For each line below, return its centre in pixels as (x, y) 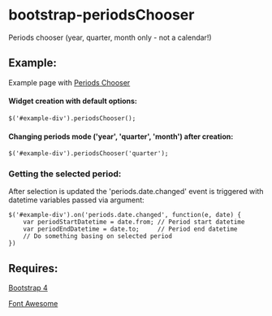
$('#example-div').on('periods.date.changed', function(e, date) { (125, 215)
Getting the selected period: (65, 174)
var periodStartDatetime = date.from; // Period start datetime (134, 222)
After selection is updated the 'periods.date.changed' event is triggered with (136, 192)
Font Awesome (33, 304)
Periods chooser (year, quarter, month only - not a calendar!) (110, 37)
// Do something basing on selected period (98, 236)
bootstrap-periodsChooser (101, 15)
